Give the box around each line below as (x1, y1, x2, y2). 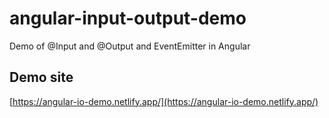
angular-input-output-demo (9, 7, 247, 30)
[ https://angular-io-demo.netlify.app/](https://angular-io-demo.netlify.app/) (9, 95, 319, 107)
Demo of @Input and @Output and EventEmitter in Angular (9, 40, 251, 52)
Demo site (9, 69, 74, 86)
